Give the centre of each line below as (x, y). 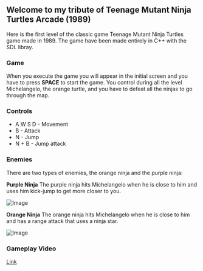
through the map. (28, 95)
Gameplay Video (31, 249)
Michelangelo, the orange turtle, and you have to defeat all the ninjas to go (99, 89)
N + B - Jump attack (40, 144)
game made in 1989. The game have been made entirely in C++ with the (97, 40)
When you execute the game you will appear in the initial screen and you (97, 76)
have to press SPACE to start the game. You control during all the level (94, 83)
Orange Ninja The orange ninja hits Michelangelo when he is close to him (98, 214)
